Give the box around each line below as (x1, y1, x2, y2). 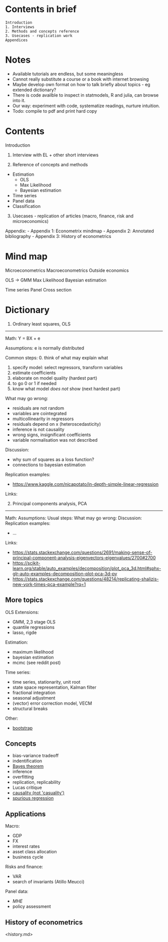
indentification (12, 758, 42, 764)
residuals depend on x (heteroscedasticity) (12, 421, 101, 427)
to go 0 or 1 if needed (12, 380, 56, 386)
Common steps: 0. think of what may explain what (5, 355, 108, 361)
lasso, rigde (12, 630, 37, 636)
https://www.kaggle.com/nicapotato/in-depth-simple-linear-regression (12, 481, 159, 487)
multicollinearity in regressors (12, 416, 74, 422)
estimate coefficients (12, 370, 56, 376)
